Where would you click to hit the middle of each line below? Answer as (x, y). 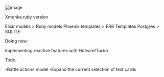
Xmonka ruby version (27, 17)
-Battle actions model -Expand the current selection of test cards (70, 69)
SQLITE (13, 31)
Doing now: (17, 41)
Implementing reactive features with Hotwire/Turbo (57, 50)
